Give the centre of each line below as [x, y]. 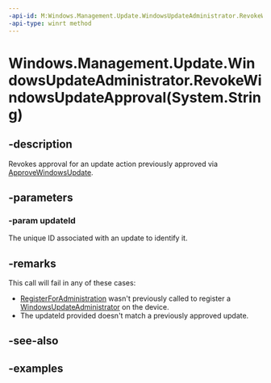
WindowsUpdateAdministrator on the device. [94, 307]
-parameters [41, 197]
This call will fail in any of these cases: [72, 283]
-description [40, 145]
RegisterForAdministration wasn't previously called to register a [125, 298]
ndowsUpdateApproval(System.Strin [135, 97]
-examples [36, 368]
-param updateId [42, 220]
